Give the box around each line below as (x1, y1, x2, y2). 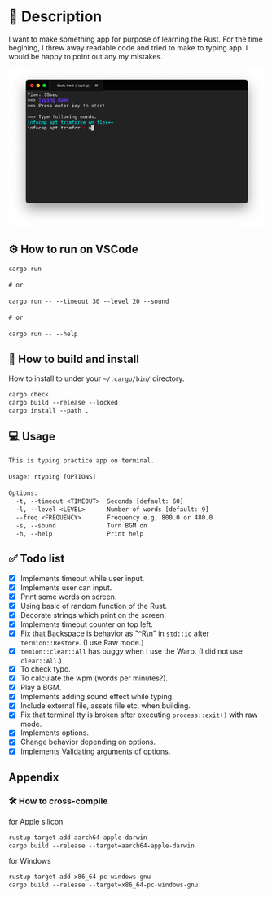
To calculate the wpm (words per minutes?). (20, 673, 169, 683)
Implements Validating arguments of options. (20, 746, 171, 756)
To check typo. (20, 664, 71, 674)
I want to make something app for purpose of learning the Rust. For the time (8, 34, 263, 44)
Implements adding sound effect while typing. (20, 692, 174, 702)
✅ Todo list (8, 552, 65, 566)
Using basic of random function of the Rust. (20, 601, 168, 610)
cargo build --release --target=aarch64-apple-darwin (8, 842, 195, 850)
